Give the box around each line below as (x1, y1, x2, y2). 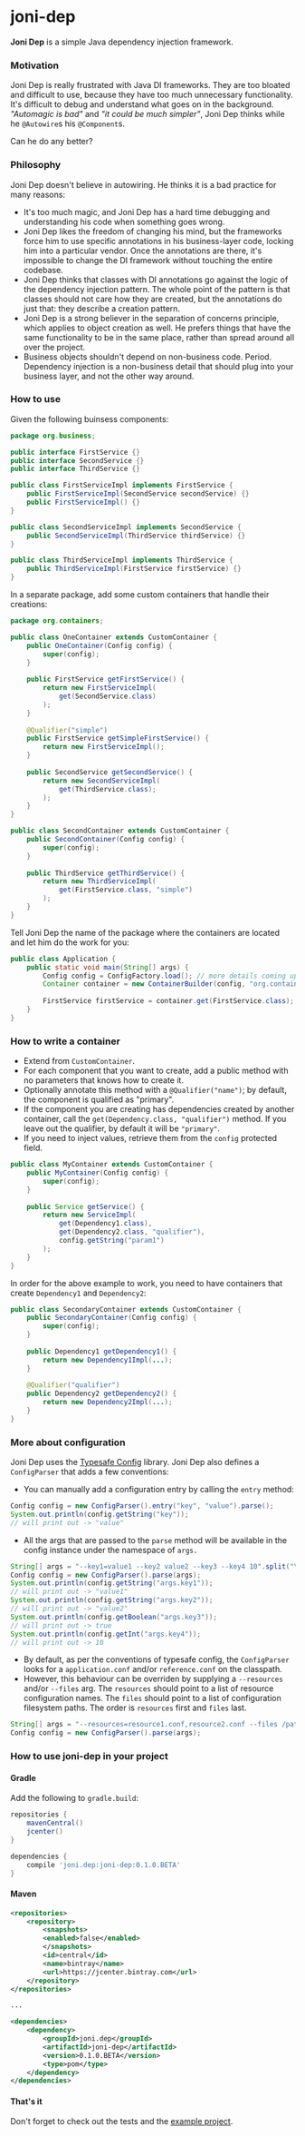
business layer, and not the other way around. (23, 370, 195, 381)
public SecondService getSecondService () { (26, 767, 194, 777)
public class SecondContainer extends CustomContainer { (10, 826, 230, 836)
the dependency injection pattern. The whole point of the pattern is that (23, 283, 291, 294)
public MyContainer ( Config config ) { (26, 1168, 169, 1177)
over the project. (23, 341, 86, 352)
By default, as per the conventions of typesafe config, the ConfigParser (23, 1654, 291, 1665)
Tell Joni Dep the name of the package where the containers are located (10, 927, 280, 938)
